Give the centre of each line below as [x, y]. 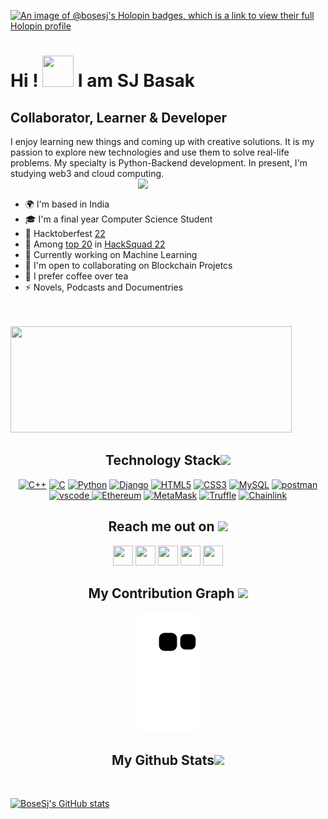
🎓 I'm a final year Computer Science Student [118, 219]
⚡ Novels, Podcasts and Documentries [104, 287]
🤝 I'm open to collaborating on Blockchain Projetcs [128, 265]
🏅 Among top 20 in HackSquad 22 [95, 244]
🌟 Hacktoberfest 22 [65, 233]
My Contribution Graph [161, 593]
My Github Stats [163, 760]
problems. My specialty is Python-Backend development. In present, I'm [159, 163]
